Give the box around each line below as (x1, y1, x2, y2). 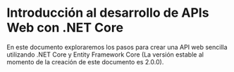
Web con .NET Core (6, 20, 124, 36)
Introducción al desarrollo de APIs (6, 5, 209, 21)
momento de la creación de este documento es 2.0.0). (6, 57, 164, 66)
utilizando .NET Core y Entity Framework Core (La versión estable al (6, 50, 204, 59)
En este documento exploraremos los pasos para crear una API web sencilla (6, 43, 228, 51)
